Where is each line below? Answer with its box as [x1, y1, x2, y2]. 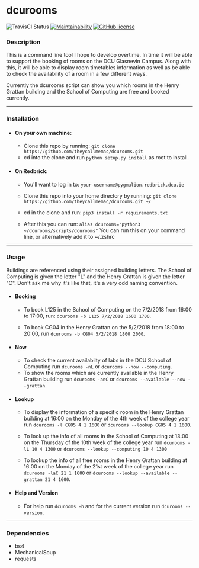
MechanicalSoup [14, 548, 56, 556]
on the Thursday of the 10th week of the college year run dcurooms [23, 439, 185, 446]
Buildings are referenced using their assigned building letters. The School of [6, 267, 192, 274]
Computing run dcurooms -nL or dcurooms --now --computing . [23, 363, 172, 370]
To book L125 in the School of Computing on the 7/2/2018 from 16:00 [23, 306, 192, 313]
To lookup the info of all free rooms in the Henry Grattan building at [23, 457, 188, 464]
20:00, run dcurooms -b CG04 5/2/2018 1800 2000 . [23, 330, 145, 338]
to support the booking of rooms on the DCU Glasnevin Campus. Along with [6, 57, 191, 65]
